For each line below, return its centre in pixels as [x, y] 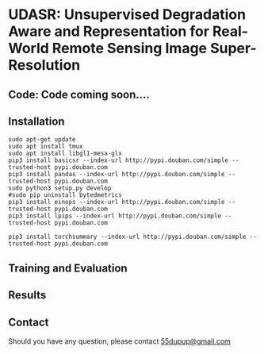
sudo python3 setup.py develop [60, 188]
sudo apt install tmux [46, 147]
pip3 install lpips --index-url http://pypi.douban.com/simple [115, 216]
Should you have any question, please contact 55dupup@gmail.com [120, 341]
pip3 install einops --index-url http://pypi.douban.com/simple [117, 202]
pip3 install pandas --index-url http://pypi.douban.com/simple [117, 175]
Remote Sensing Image [130, 48]
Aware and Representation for [109, 31]
